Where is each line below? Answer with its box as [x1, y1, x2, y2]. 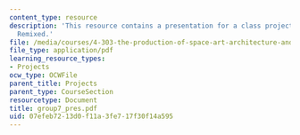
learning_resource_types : [9, 54, 105, 63]
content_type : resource [9, 12, 98, 22]
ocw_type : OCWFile [9, 71, 78, 80]
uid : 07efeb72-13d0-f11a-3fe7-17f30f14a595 [9, 112, 174, 121]
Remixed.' [17, 29, 54, 38]
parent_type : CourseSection [9, 87, 114, 96]
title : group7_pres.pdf [9, 104, 98, 113]
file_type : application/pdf [9, 46, 114, 55]
